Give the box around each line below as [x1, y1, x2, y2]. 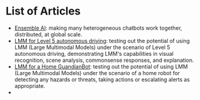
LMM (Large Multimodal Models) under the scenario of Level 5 [14, 44, 170, 51]
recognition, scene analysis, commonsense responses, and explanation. [14, 56, 195, 64]
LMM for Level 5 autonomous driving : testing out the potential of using [14, 37, 190, 44]
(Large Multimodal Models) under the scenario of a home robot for [14, 69, 180, 76]
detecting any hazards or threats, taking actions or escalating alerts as [14, 76, 190, 83]
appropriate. [14, 82, 46, 89]
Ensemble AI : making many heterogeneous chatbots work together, [14, 24, 182, 32]
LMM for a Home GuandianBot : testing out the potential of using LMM [14, 62, 188, 70]
